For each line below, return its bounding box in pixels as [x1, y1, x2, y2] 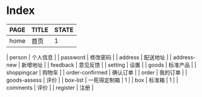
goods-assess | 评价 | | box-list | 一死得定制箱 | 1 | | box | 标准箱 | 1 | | [6, 76, 178, 84]
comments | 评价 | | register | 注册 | [6, 84, 94, 91]
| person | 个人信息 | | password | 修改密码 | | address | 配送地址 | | [6, 53, 172, 61]
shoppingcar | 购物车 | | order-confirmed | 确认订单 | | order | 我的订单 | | [6, 69, 187, 76]
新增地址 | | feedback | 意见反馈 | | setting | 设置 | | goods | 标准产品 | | [21, 61, 197, 69]
